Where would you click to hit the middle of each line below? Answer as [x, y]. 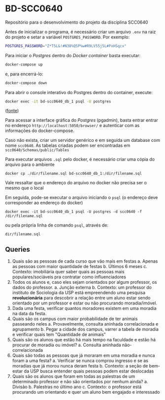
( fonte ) [12, 111]
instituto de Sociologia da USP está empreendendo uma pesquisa [79, 293]
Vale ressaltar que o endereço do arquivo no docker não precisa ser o [76, 183]
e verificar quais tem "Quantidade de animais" [59, 334]
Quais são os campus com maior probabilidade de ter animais [75, 319]
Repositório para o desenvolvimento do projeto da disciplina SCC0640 [77, 22]
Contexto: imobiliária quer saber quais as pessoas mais [68, 272]
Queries [18, 249]
